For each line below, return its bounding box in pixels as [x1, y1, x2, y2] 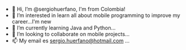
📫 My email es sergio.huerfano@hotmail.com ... [11, 37, 130, 44]
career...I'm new [11, 18, 52, 25]
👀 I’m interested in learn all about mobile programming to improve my [11, 12, 181, 19]
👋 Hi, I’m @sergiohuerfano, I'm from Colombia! [11, 6, 126, 12]
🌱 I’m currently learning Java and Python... [11, 24, 116, 31]
